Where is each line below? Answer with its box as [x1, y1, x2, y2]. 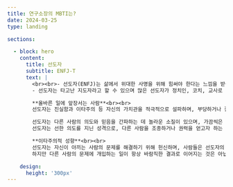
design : [19, 163, 42, 170]
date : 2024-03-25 [7, 17, 58, 24]
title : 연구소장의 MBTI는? [7, 10, 76, 17]
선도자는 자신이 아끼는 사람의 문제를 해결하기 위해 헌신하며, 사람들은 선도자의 [32, 144, 225, 151]
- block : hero [13, 48, 54, 56]
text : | [25, 74, 49, 81]
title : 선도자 [25, 61, 62, 68]
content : [19, 55, 45, 62]
